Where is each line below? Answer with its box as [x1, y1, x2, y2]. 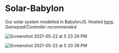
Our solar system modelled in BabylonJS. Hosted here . [5, 19, 115, 25]
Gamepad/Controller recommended [5, 24, 77, 29]
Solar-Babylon [5, 3, 64, 14]
